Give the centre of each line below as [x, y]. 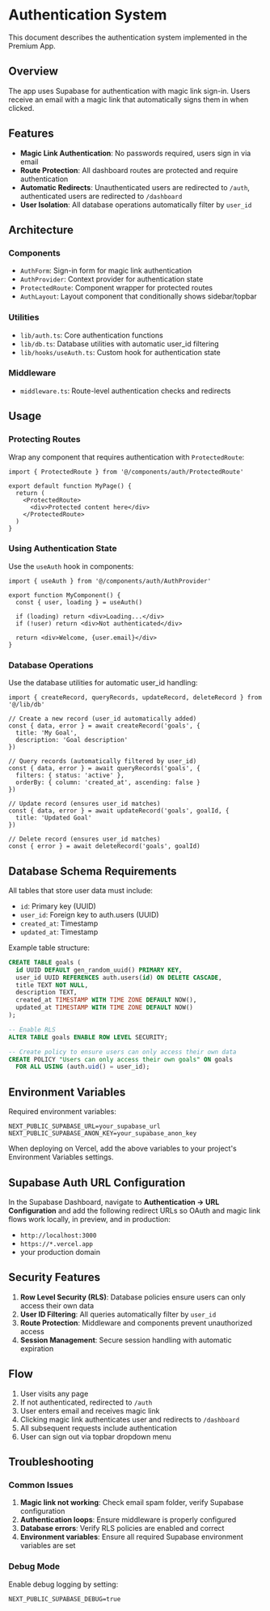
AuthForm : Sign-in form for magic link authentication [106, 271]
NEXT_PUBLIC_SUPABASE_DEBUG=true [65, 1599]
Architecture [41, 229]
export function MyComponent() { [65, 595]
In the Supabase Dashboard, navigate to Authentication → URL [114, 1202]
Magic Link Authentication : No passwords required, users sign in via [135, 153]
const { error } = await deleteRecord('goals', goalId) [104, 846]
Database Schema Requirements [93, 871]
